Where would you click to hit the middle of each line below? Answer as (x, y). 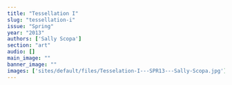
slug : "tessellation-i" (41, 20)
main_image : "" (29, 58)
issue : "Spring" (30, 26)
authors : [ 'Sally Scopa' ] (44, 39)
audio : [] (21, 52)
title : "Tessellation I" (43, 13)
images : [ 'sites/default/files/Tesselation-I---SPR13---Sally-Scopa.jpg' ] (117, 71)
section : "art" (29, 45)
